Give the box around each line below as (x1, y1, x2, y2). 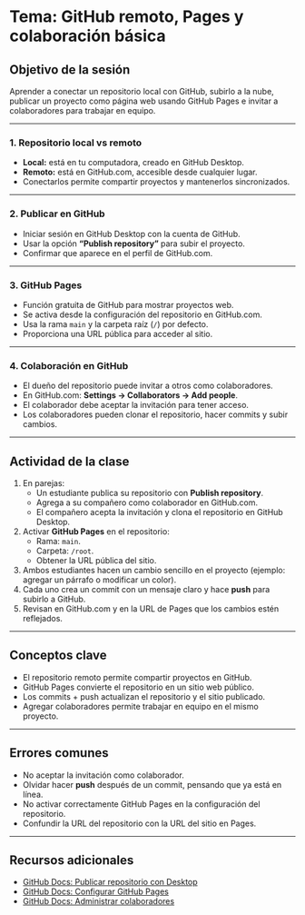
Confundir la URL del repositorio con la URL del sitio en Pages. (22, 818, 257, 829)
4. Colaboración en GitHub (9, 359, 129, 372)
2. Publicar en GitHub (9, 207, 106, 220)
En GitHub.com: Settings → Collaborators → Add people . (22, 390, 239, 401)
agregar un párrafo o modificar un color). (22, 574, 177, 585)
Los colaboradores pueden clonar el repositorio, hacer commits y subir (22, 409, 289, 420)
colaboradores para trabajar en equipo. (9, 105, 156, 115)
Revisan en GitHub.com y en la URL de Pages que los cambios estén (22, 603, 280, 614)
